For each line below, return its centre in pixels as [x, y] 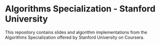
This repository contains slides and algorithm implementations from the [76, 32]
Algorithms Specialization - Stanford [80, 9]
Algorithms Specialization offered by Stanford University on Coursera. [75, 37]
